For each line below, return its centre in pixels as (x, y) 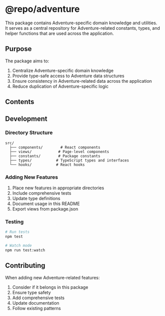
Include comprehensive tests (42, 193)
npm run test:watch (25, 250)
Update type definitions (36, 199)
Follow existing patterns (37, 308)
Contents (20, 102)
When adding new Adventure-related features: (53, 277)
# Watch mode (19, 246)
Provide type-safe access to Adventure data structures (68, 76)
